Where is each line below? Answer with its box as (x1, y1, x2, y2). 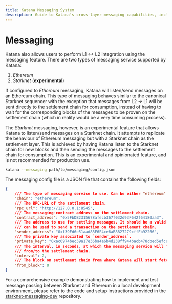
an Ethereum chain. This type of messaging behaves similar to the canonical (5, 93, 166, 99)
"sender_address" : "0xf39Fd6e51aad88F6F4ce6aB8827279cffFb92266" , (14, 229, 159, 235)
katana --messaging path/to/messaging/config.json (5, 167, 116, 172)
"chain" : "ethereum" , (14, 196, 60, 201)
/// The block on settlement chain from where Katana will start (14, 258, 157, 263)
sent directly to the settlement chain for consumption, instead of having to (5, 104, 161, 110)
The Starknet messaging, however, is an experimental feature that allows (5, 125, 159, 131)
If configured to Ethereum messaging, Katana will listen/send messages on (5, 88, 163, 94)
